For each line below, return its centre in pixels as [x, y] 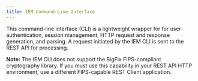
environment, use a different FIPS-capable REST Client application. [89, 71]
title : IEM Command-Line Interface [51, 12]
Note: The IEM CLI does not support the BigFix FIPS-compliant [84, 59]
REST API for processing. [37, 48]
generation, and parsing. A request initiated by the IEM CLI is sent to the [95, 41]
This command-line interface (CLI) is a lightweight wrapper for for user [94, 29]
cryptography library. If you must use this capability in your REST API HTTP [99, 66]
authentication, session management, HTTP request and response [88, 35]
